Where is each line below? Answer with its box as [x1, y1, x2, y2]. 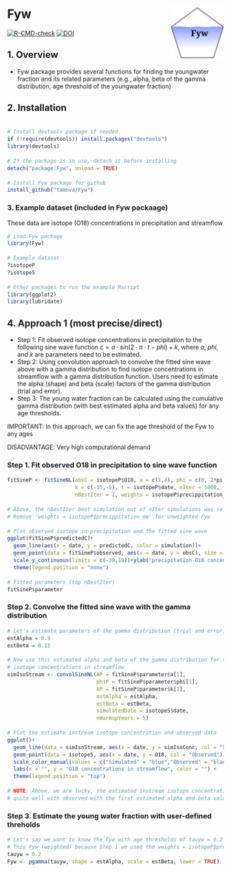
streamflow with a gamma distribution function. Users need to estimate [16, 373, 219, 381]
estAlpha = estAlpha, [96, 693, 158, 700]
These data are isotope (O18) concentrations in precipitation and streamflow [7, 219, 223, 227]
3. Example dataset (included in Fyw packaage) [7, 203, 168, 212]
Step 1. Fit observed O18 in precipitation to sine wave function [7, 460, 218, 470]
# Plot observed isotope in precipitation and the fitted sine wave [7, 528, 208, 535]
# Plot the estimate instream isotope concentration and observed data [7, 729, 217, 737]
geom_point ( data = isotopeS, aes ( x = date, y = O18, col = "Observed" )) [13, 751, 226, 758]
